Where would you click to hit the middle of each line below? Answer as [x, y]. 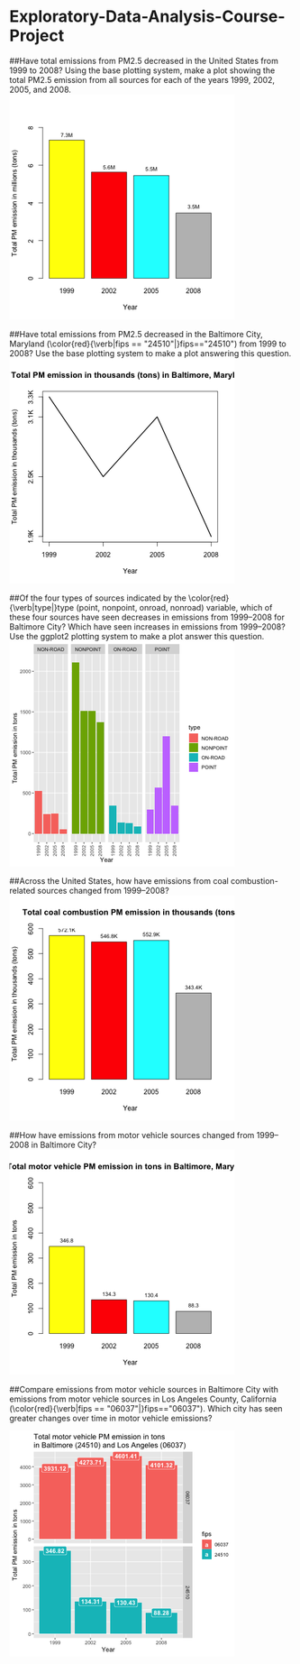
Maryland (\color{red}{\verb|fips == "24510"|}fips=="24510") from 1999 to [148, 344]
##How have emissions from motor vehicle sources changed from [132, 1135]
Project [37, 36]
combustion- [255, 880]
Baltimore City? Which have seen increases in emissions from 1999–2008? [147, 626]
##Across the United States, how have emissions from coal [119, 880]
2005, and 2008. [41, 89]
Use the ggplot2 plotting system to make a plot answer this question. [137, 636]
